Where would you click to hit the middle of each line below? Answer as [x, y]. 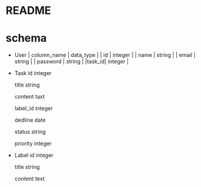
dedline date [30, 120]
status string [30, 132]
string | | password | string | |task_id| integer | [71, 62]
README [28, 11]
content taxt [29, 97]
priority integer [33, 143]
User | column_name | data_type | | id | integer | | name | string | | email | [105, 55]
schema [26, 38]
